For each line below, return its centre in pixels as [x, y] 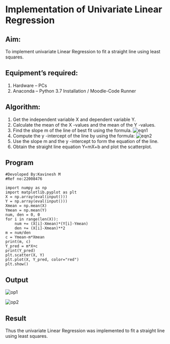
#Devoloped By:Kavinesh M [33, 175]
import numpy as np [26, 188]
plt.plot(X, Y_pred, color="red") [42, 260]
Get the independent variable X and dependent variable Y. [74, 119]
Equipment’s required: [42, 73]
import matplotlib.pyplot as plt [41, 193]
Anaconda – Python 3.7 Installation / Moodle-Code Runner [74, 91]
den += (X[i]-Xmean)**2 [40, 228]
